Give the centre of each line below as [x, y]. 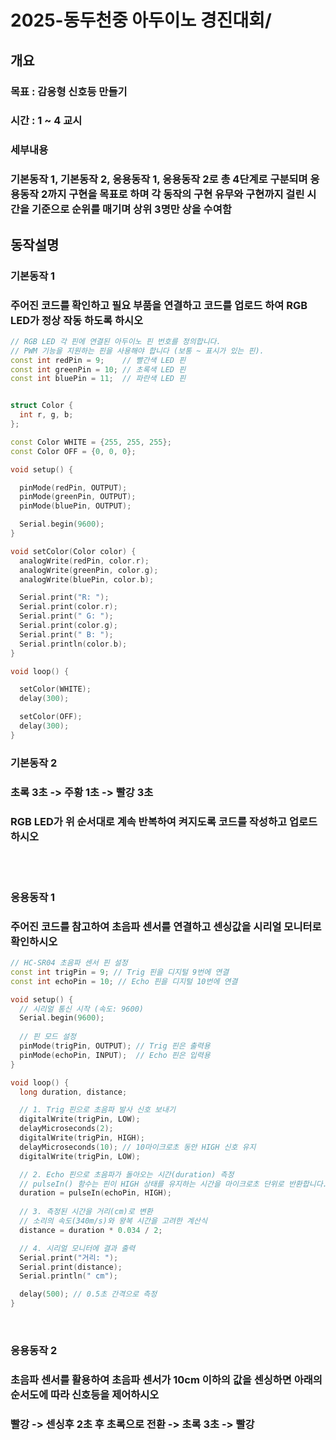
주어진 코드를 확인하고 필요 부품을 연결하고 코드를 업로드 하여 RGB [159, 305]
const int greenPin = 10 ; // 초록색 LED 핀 [98, 369]
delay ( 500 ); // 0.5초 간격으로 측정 [88, 1294]
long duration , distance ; [73, 1092]
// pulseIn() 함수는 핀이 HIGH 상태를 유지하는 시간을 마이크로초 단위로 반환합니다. [173, 1184]
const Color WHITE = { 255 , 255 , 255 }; [91, 442]
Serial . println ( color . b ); [73, 644]
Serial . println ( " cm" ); [68, 1276]
